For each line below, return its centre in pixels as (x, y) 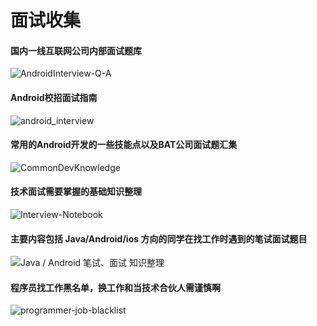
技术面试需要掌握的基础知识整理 (76, 192)
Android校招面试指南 (54, 97)
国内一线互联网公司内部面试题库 (76, 50)
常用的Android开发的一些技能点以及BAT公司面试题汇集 (124, 145)
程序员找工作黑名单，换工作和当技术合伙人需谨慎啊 (115, 287)
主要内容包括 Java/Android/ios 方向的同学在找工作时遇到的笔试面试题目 (159, 238)
